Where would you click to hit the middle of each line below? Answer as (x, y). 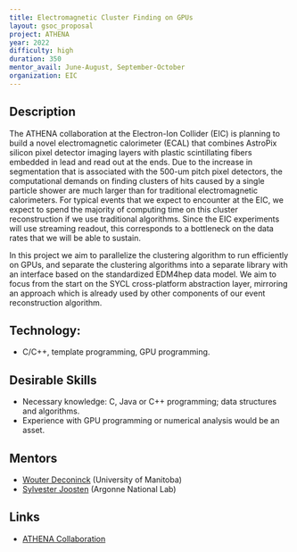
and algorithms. (51, 411)
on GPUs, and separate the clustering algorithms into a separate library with (148, 264)
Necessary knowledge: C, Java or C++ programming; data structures (149, 402)
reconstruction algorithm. (56, 302)
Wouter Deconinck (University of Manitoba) (102, 480)
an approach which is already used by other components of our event (137, 293)
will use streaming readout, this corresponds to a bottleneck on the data (141, 228)
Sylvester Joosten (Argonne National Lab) (99, 489)
